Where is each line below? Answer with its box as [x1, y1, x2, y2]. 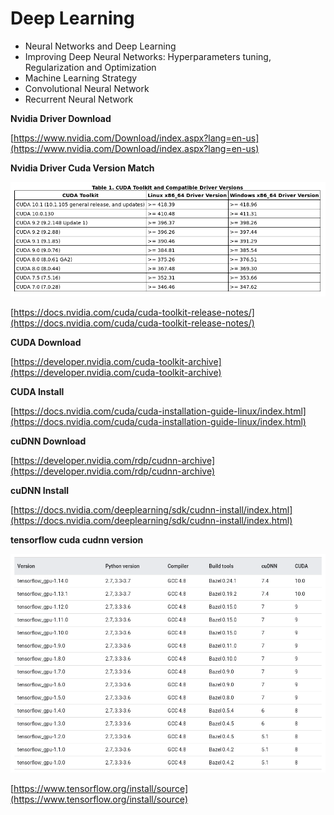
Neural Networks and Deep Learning [24, 40, 177, 52]
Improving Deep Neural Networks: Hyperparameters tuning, [24, 50, 272, 62]
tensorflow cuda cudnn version [10, 534, 144, 546]
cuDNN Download [10, 435, 87, 447]
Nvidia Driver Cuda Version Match [10, 162, 155, 174]
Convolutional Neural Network [24, 82, 150, 94]
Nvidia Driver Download [10, 112, 112, 124]
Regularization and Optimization [24, 61, 157, 73]
